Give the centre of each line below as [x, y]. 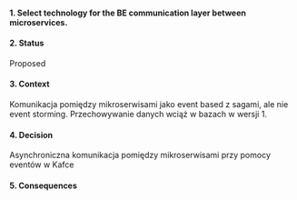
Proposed [28, 63]
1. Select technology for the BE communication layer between [128, 13]
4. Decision [31, 135]
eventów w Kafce [42, 165]
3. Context [30, 84]
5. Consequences [43, 185]
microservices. [39, 22]
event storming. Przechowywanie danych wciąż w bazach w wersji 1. [139, 114]
